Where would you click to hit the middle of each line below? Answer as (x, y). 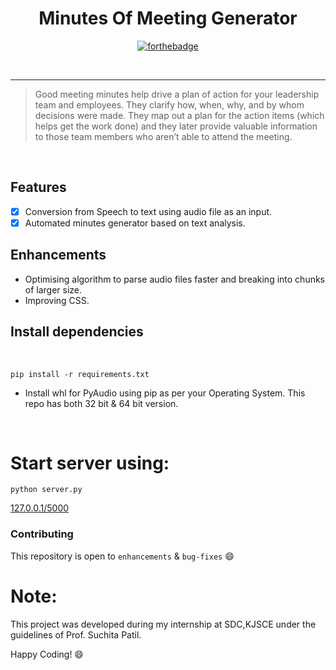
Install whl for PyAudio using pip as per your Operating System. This (165, 393)
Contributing (42, 534)
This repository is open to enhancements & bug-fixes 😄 (122, 556)
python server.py (46, 490)
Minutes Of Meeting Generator (168, 18)
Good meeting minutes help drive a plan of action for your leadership (177, 94)
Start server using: (90, 463)
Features (38, 187)
